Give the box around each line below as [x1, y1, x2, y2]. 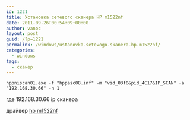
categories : [6, 48, 36, 53]
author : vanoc [6, 25, 42, 31]
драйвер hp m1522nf [6, 108, 58, 115]
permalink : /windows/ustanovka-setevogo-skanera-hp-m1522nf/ [6, 42, 161, 48]
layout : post [6, 31, 39, 37]
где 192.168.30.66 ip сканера [6, 96, 78, 103]
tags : [6, 58, 20, 64]
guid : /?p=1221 [6, 36, 44, 42]
